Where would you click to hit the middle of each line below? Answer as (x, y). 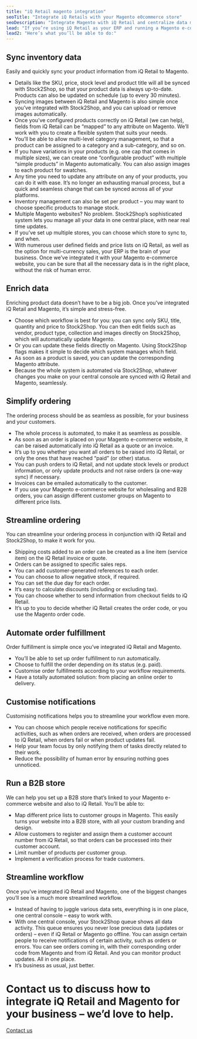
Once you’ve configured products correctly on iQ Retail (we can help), (99, 120)
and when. (27, 239)
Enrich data (27, 289)
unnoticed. (28, 765)
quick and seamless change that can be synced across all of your (94, 189)
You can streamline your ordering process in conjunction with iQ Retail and (96, 534)
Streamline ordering (43, 520)
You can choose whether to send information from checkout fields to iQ (101, 596)
